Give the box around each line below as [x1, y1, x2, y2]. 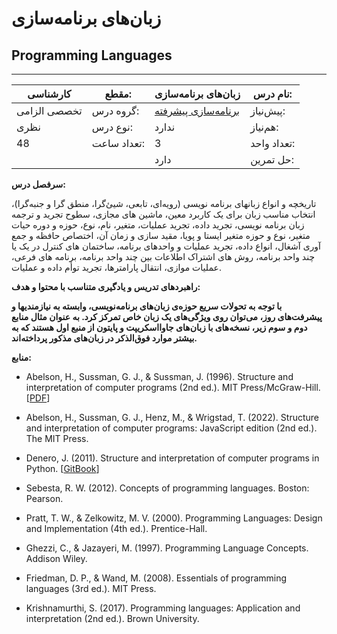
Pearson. [25, 493, 64, 504]
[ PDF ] [25, 392, 51, 404]
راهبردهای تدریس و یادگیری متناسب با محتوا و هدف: [11, 281, 201, 292]
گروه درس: [91, 104, 140, 117]
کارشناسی [27, 87, 72, 101]
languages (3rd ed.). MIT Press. [25, 583, 157, 594]
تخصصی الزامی [16, 104, 83, 117]
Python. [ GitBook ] [25, 463, 100, 474]
